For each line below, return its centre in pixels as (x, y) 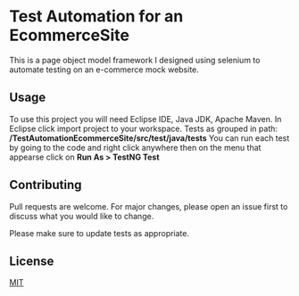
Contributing (46, 185)
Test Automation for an (96, 16)
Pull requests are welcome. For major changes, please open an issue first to (149, 206)
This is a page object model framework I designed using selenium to (135, 60)
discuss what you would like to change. (82, 216)
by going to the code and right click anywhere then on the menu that (135, 147)
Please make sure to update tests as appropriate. (100, 233)
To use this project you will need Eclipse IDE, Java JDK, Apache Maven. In (145, 119)
